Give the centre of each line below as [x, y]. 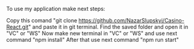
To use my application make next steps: [56, 9]
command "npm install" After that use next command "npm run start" [93, 40]
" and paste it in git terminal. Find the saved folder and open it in [108, 27]
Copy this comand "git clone [42, 20]
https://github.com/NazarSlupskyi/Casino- [132, 20]
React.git [18, 27]
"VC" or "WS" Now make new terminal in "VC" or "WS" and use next [92, 33]
